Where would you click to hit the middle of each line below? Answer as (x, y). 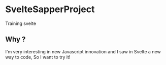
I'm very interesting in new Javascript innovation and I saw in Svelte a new (83, 51)
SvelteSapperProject (50, 9)
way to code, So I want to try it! (38, 57)
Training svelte (21, 23)
